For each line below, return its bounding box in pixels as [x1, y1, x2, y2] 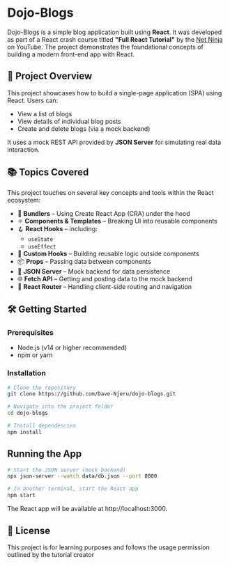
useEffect [27, 243, 57, 250]
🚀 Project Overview [7, 70, 93, 82]
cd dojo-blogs [7, 409, 49, 417]
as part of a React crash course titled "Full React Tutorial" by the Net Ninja [7, 35, 223, 43]
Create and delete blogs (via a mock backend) [17, 124, 151, 133]
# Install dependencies [7, 423, 77, 430]
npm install [7, 428, 42, 436]
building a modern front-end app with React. [7, 50, 135, 58]
